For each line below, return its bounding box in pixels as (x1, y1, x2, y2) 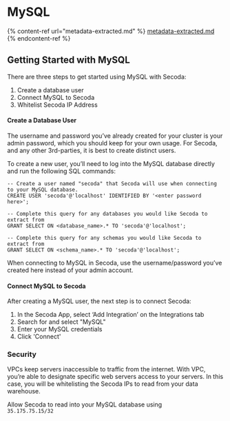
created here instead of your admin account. (7, 266, 134, 274)
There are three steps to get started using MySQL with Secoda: (7, 72, 187, 81)
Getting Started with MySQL (7, 54, 131, 66)
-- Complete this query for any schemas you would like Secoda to (7, 234, 202, 241)
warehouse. (7, 387, 41, 396)
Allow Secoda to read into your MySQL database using (7, 400, 163, 409)
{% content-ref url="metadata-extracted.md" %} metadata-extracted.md (7, 27, 215, 35)
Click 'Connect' (17, 332, 61, 341)
